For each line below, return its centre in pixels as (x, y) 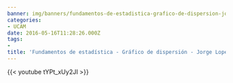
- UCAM (17, 26)
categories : (24, 20)
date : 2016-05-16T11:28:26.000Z (54, 33)
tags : (15, 39)
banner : (18, 13)
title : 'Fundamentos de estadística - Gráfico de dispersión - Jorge (110, 53)
